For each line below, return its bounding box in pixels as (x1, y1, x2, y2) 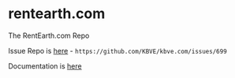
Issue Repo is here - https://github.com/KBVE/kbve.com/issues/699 (8, 46, 227, 55)
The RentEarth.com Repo (8, 31, 90, 40)
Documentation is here (8, 61, 82, 71)
